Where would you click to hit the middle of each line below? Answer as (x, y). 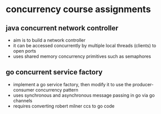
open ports (25, 51)
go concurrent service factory (54, 72)
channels (23, 100)
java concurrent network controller (62, 28)
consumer (24, 90)
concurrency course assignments (78, 9)
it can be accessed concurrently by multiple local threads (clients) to (85, 46)
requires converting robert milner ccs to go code (64, 106)
